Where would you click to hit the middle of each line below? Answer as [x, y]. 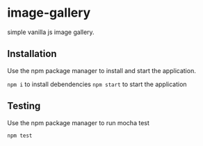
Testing [24, 106]
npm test [20, 136]
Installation [32, 54]
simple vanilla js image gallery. [51, 32]
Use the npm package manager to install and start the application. [101, 70]
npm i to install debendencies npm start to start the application [97, 84]
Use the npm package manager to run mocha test [78, 122]
